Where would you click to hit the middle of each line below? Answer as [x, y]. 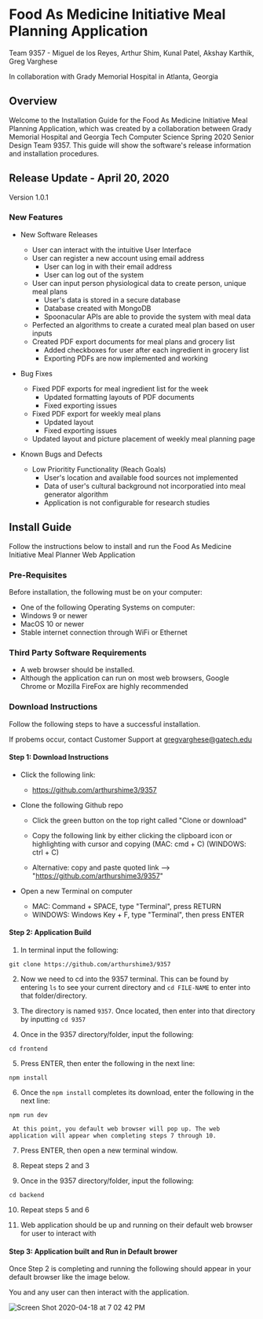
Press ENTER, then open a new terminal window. [99, 1150]
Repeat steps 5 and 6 [55, 1209]
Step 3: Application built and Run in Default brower [93, 1251]
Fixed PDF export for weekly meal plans [97, 413]
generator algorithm [76, 494]
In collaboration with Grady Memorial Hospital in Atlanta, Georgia [114, 76]
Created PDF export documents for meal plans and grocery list [133, 341]
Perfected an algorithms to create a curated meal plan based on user [143, 324]
